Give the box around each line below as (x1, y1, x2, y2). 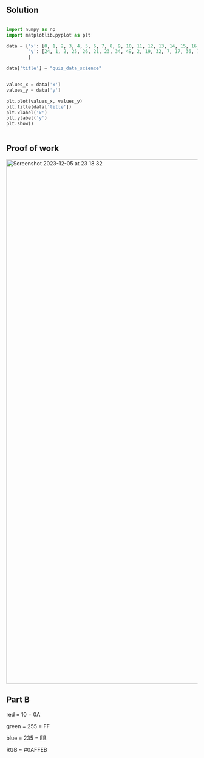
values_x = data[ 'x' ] (6, 82, 61, 88)
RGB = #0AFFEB (6, 746, 47, 753)
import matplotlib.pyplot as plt (6, 32, 91, 38)
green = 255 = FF (6, 722, 50, 729)
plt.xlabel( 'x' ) (6, 110, 47, 116)
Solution (6, 5, 39, 15)
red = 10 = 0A (6, 711, 41, 718)
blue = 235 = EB (6, 734, 47, 742)
